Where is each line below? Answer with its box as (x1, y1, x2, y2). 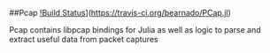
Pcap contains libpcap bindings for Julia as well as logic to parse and (9, 25, 261, 34)
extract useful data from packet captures (9, 34, 158, 44)
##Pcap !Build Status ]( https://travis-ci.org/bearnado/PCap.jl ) (9, 8, 232, 18)
